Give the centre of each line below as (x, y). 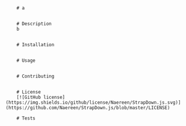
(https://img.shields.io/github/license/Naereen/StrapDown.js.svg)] (93, 103)
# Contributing (36, 76)
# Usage (26, 61)
